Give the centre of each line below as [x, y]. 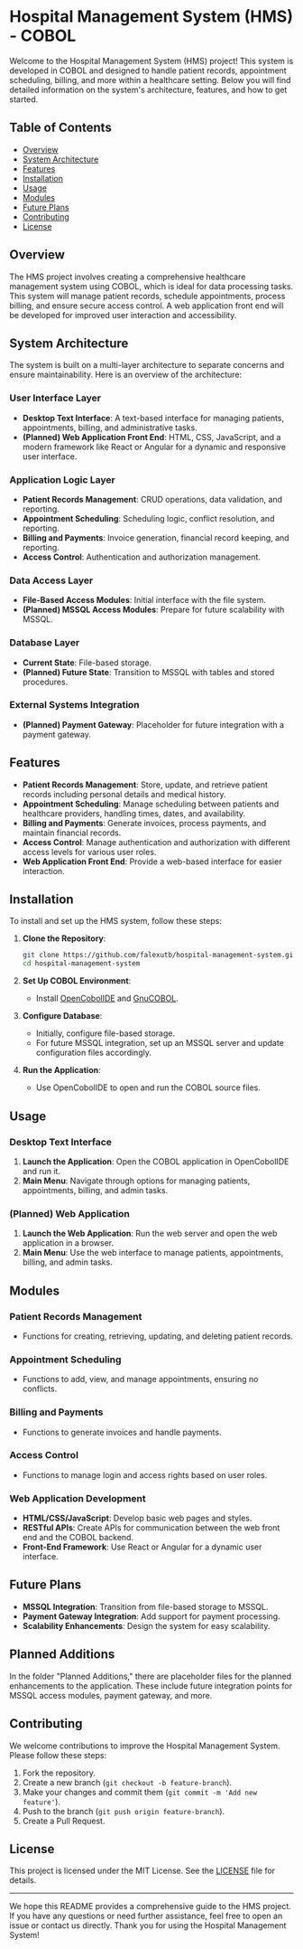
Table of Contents [61, 128]
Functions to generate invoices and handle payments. [122, 1432]
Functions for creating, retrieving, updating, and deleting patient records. [157, 1336]
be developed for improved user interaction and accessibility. [123, 315]
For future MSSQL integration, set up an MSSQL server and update [160, 1043]
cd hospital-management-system [81, 964]
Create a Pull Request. [64, 1821]
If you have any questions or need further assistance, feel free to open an [146, 1916]
